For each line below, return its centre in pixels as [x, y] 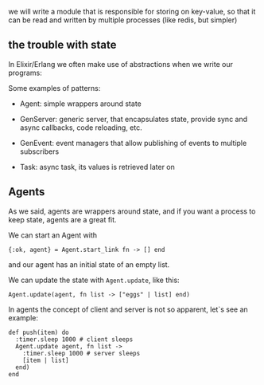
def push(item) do [39, 332]
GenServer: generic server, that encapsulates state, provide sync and [134, 119]
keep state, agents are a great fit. [62, 219]
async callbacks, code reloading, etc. [81, 128]
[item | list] [46, 360]
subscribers [39, 151]
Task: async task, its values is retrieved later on [97, 167]
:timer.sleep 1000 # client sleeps [74, 339]
